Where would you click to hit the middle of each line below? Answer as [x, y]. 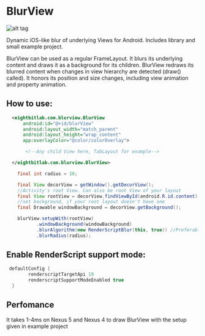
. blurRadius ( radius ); [64, 236]
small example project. [35, 47]
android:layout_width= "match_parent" [70, 129]
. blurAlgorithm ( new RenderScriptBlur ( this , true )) [102, 230]
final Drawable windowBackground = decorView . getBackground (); [99, 207]
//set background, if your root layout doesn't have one [91, 202]
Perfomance [30, 305]
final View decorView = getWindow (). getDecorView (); [86, 185]
